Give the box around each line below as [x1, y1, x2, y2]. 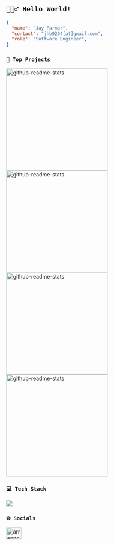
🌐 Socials [6, 515, 36, 521]
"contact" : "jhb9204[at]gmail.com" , [11, 30, 103, 37]
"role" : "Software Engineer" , [11, 36, 87, 42]
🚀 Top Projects [6, 56, 51, 63]
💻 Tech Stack [6, 486, 47, 492]
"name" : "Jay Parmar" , [11, 25, 68, 31]
